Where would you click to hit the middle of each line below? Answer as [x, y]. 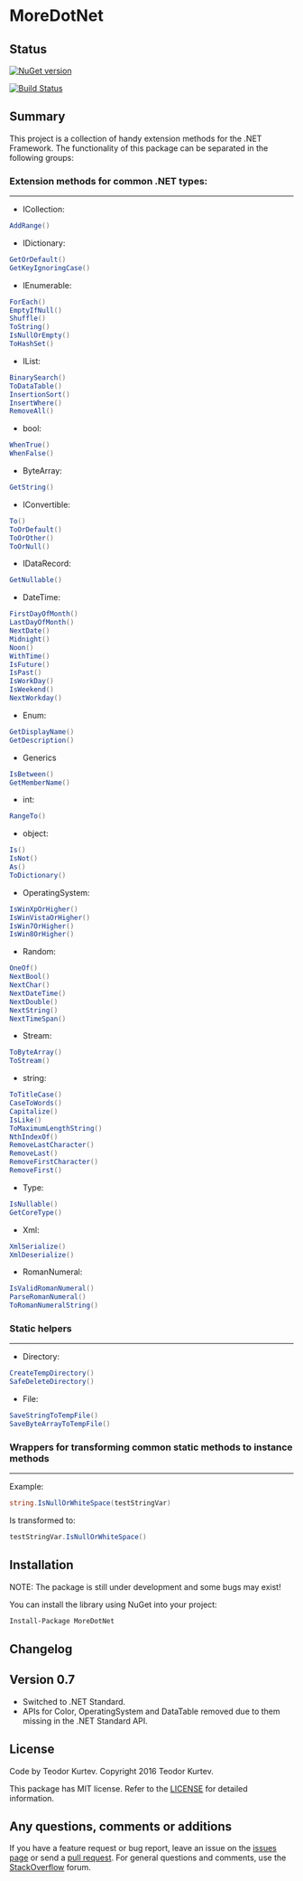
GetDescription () [42, 740]
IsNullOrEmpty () [40, 335]
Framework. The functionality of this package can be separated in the [139, 148]
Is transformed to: [42, 1520]
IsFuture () [30, 664]
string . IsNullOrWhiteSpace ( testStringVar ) [90, 1503]
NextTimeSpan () [38, 1019]
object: [35, 833]
